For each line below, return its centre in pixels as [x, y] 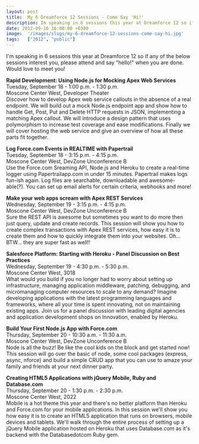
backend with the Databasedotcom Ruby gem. [63, 435]
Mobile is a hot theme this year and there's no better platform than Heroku [97, 403]
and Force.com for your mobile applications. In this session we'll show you [97, 410]
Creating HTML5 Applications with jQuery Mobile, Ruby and [81, 378]
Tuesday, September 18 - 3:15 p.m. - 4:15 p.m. [62, 155]
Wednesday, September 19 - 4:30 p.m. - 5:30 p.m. [68, 266]
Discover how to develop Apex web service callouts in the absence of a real [99, 99]
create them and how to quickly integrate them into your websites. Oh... [93, 236]
